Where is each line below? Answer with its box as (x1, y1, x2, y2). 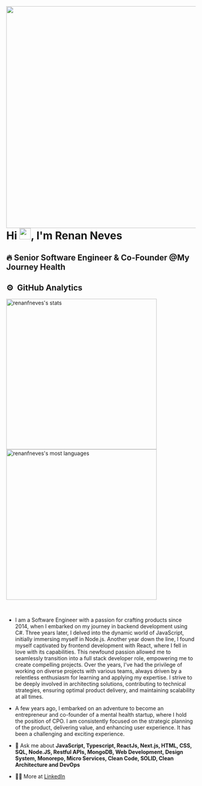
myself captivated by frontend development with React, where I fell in (14, 642, 188, 649)
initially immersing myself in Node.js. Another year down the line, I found (14, 636, 195, 643)
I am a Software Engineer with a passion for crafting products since (14, 616, 182, 624)
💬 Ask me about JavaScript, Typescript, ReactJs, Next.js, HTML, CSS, (14, 742, 192, 749)
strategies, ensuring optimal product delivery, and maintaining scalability (14, 687, 195, 694)
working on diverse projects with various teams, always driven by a (14, 667, 182, 675)
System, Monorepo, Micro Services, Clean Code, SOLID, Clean (14, 755, 174, 762)
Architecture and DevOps (14, 761, 80, 769)
